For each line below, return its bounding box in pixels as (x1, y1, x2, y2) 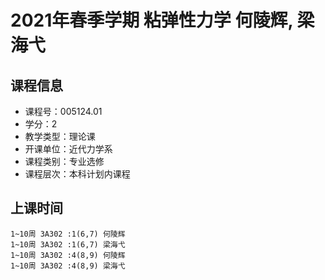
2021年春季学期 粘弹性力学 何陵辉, (10, 9, 293, 32)
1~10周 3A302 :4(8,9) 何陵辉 (10, 250, 126, 260)
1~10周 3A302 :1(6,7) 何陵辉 (10, 229, 126, 239)
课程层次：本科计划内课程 (24, 168, 131, 180)
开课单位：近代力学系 (24, 143, 113, 155)
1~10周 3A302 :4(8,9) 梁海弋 (10, 261, 126, 271)
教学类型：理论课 (24, 131, 96, 142)
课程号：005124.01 (24, 106, 103, 117)
